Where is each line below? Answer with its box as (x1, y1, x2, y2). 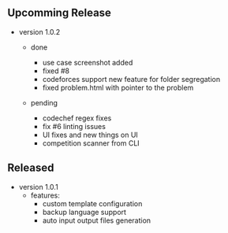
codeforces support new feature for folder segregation (42, 74, 221, 83)
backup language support (42, 207, 127, 216)
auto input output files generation (42, 216, 151, 225)
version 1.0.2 (18, 27, 61, 36)
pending (30, 98, 58, 107)
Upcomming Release (7, 6, 112, 20)
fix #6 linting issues (42, 121, 106, 131)
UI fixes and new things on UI (42, 130, 139, 139)
